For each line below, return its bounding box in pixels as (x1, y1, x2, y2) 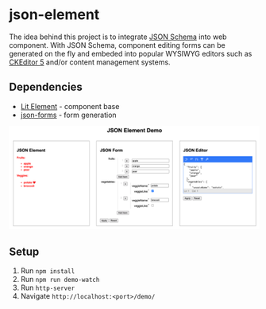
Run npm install (20, 266, 75, 276)
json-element (9, 6, 100, 24)
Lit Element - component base (20, 101, 120, 111)
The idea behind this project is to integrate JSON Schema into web (9, 32, 227, 41)
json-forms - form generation (20, 110, 118, 119)
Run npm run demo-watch (20, 275, 100, 284)
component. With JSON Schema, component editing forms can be (9, 40, 226, 49)
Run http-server (20, 283, 75, 292)
